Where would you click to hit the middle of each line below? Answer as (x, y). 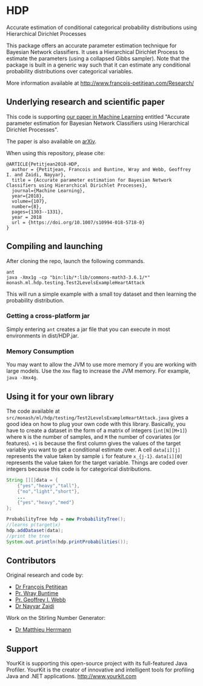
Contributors (31, 560)
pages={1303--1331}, (38, 212)
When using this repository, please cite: (56, 153)
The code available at (33, 411)
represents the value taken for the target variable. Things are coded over (97, 462)
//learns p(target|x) (34, 525)
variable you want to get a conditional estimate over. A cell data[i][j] (93, 450)
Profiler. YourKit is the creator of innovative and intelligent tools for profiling (100, 670)
